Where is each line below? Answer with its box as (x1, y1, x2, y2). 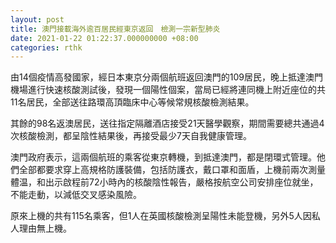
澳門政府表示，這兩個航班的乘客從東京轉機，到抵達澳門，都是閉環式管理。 (10, 151, 317, 163)
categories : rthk (10, 42, 83, 53)
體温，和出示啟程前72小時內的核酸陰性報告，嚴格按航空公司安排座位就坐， (10, 176, 319, 188)
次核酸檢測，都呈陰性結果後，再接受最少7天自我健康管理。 (10, 130, 252, 142)
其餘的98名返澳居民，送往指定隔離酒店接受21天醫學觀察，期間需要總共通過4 (10, 117, 325, 130)
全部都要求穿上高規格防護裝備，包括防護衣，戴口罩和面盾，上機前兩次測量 (18, 164, 326, 176)
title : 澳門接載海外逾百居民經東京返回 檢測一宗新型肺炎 (10, 24, 221, 34)
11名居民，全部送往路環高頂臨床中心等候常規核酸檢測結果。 (10, 96, 255, 108)
